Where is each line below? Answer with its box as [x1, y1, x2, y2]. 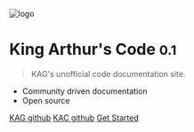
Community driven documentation [21, 85, 148, 97]
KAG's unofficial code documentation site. [30, 68, 186, 79]
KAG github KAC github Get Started [9, 112, 140, 123]
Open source [21, 95, 70, 105]
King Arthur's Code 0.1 [9, 40, 177, 59]
